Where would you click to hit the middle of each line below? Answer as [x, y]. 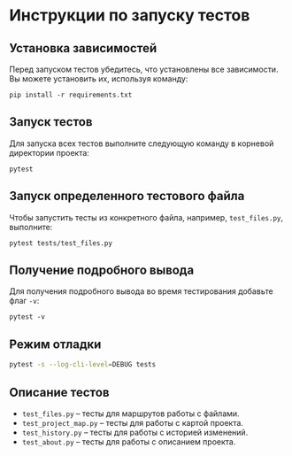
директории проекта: [50, 152]
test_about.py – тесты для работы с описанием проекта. [129, 441]
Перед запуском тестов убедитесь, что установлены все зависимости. [144, 69]
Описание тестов [59, 392]
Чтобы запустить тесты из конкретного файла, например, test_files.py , [146, 217]
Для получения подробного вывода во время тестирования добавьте [141, 291]
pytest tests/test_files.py [61, 243]
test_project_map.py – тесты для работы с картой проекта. [132, 422]
